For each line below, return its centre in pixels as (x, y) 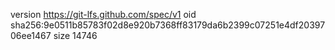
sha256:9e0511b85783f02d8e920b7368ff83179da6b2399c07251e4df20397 (168, 25)
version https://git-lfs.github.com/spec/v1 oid (103, 14)
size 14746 (75, 35)
